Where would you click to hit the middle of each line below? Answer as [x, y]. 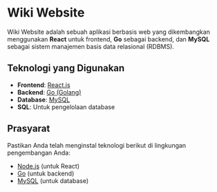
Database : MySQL [44, 99]
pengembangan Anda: [39, 153]
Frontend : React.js [44, 85]
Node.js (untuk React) [48, 166]
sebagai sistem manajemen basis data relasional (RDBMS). [91, 46]
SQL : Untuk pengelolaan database [66, 107]
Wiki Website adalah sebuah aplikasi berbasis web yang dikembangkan [109, 32]
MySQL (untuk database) [53, 180]
